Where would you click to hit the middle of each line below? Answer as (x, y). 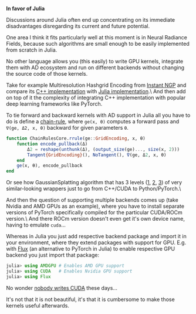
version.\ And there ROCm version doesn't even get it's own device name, (95, 219)
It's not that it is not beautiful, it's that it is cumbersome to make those (90, 299)
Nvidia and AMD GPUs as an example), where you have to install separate (95, 206)
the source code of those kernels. (47, 74)
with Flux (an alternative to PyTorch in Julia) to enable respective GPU (90, 249)
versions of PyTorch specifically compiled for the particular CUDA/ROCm (94, 212)
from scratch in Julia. (32, 50)
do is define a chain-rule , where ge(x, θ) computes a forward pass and (93, 121)
